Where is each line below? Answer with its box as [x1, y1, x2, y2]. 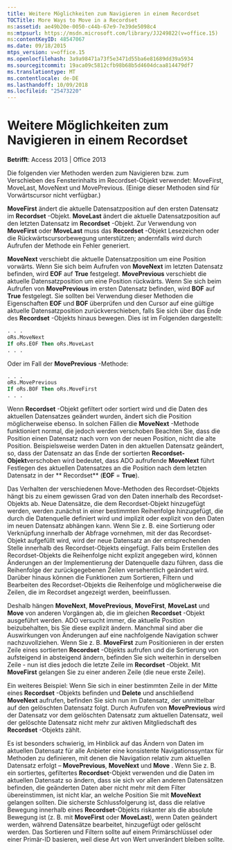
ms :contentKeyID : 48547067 [7, 36, 85, 43]
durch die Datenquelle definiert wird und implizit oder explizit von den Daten [7, 514, 224, 523]
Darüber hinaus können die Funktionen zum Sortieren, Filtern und [7, 573, 194, 582]
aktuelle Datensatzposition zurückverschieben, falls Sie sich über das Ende [7, 307, 222, 315]
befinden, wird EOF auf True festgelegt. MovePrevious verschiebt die [7, 270, 207, 278]
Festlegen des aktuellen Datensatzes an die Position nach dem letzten [7, 464, 207, 473]
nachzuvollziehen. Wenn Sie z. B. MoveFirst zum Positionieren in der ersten [7, 639, 224, 647]
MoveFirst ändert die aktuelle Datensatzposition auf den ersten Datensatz [7, 204, 219, 213]
